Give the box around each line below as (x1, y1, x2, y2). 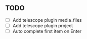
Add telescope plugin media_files (12, 17, 82, 23)
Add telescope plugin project (12, 22, 73, 29)
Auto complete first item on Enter (12, 28, 82, 34)
